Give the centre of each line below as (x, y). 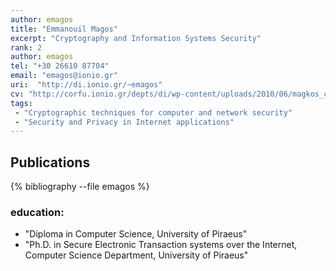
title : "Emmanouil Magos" (64, 29)
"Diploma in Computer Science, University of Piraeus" (136, 234)
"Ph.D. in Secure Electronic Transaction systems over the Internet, (161, 245)
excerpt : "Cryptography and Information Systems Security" (136, 38)
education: (37, 212)
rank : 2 (26, 47)
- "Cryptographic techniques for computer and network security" (153, 112)
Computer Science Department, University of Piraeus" (136, 255)
